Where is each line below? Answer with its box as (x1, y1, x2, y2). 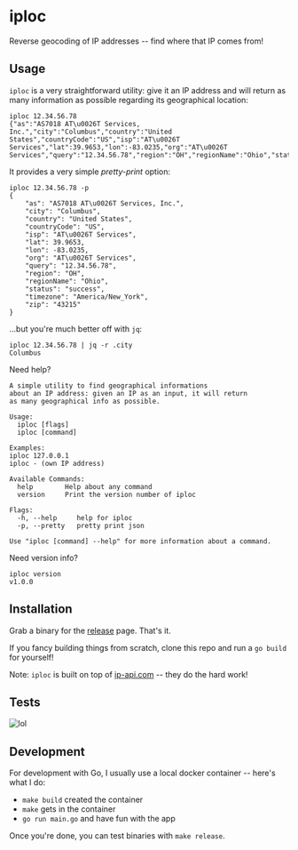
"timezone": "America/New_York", (25, 292, 149, 301)
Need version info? (9, 552, 78, 563)
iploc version (9, 569, 62, 579)
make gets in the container (21, 804, 116, 814)
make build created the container (21, 794, 144, 806)
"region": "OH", (25, 269, 86, 277)
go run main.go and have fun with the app (21, 814, 176, 824)
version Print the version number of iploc (17, 490, 197, 499)
